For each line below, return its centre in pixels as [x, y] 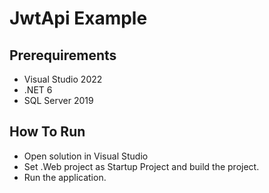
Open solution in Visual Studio [86, 156]
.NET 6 [38, 90]
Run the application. [65, 177]
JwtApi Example [78, 18]
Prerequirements [63, 55]
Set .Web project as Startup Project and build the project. [141, 166]
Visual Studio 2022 [63, 79]
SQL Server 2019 [58, 100]
